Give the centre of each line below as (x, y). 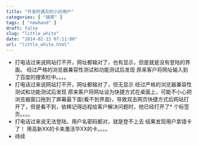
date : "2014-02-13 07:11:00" (42, 39)
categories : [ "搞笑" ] (34, 17)
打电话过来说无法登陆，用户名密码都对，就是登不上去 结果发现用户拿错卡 (103, 121)
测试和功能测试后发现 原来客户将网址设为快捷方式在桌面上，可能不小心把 (103, 92)
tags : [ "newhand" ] (32, 22)
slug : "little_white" (33, 34)
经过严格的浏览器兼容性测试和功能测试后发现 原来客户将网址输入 (105, 69)
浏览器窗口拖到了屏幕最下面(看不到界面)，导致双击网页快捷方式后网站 (99, 99)
